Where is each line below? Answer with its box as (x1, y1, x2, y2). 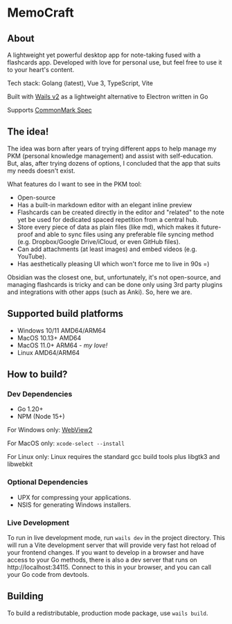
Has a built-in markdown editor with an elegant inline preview (17, 200, 193, 209)
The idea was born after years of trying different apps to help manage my (7, 144, 217, 153)
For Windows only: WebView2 (7, 426, 93, 434)
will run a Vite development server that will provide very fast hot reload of (7, 541, 217, 549)
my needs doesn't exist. (7, 166, 75, 175)
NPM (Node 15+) (17, 413, 65, 421)
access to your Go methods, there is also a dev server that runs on (7, 555, 197, 564)
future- (200, 223, 222, 231)
